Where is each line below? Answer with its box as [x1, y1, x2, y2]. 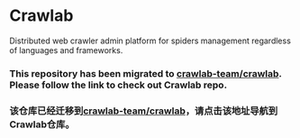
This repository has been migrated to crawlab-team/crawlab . [9, 67, 282, 79]
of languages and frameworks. [9, 44, 123, 55]
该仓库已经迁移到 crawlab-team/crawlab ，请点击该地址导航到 [9, 105, 278, 117]
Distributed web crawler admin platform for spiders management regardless [9, 35, 291, 46]
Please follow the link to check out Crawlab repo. [9, 78, 228, 91]
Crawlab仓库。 [9, 118, 75, 131]
